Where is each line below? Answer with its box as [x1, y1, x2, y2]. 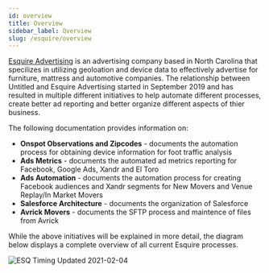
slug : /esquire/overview [8, 34, 92, 43]
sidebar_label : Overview [8, 27, 92, 35]
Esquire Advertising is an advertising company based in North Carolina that [8, 56, 258, 66]
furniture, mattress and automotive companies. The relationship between [8, 73, 250, 83]
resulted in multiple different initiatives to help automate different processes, [8, 90, 262, 101]
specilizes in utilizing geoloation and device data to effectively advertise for [8, 65, 259, 75]
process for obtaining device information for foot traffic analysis [19, 147, 233, 157]
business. [8, 108, 40, 118]
